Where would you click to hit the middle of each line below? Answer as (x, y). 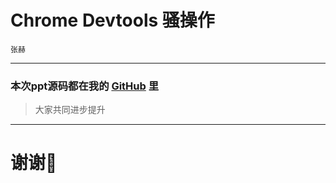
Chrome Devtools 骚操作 (112, 20)
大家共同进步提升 (70, 110)
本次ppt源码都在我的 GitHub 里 (85, 86)
